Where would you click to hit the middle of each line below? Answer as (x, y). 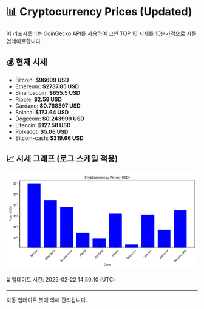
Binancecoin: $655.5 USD (48, 92)
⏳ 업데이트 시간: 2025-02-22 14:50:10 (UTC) (61, 279)
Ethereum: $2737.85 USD (47, 86)
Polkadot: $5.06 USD (42, 131)
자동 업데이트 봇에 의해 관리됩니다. (47, 300)
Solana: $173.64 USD (42, 112)
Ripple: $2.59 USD (39, 99)
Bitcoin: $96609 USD (42, 80)
